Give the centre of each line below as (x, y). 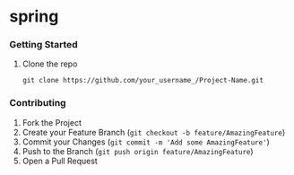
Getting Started (43, 45)
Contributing (38, 103)
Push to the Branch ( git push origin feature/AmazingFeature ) (138, 151)
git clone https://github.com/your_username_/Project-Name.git (143, 81)
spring (34, 17)
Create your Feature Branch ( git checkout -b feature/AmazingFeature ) (154, 132)
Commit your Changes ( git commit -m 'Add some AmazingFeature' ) (146, 142)
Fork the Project (52, 122)
